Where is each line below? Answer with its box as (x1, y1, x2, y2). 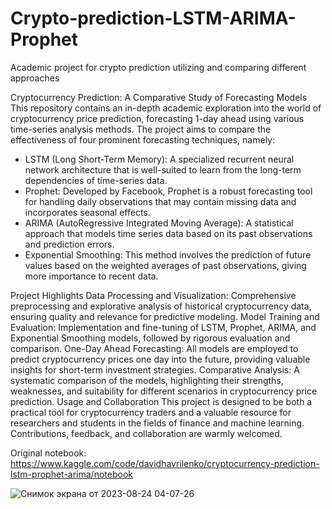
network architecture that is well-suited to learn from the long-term (24, 163, 302, 176)
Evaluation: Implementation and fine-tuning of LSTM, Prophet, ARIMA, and (10, 321, 317, 333)
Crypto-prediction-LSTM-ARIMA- (10, 7, 297, 30)
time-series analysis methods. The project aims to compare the (10, 123, 272, 135)
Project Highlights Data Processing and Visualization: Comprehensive (10, 289, 297, 301)
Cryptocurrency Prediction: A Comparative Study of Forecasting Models (10, 91, 308, 103)
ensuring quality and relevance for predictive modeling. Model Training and (10, 310, 320, 322)
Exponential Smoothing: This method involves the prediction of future (24, 248, 312, 261)
